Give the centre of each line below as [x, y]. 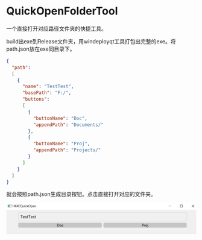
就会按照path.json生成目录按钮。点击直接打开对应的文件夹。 [81, 194]
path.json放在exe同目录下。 [41, 49]
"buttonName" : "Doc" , [60, 118]
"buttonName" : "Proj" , [62, 144]
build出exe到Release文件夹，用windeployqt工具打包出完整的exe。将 [91, 41]
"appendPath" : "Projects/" [67, 150]
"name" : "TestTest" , [48, 87]
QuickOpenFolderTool [62, 11]
